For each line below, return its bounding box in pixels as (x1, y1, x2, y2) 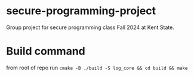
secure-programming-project (6, 4, 156, 18)
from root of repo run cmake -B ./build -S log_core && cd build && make (6, 64, 188, 71)
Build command (6, 44, 85, 58)
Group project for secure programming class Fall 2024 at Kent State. (6, 24, 174, 31)
